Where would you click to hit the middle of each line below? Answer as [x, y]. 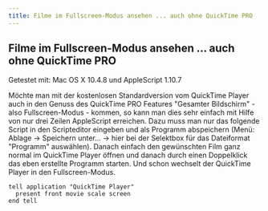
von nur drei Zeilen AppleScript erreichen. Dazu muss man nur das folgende [134, 121]
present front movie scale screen [73, 194]
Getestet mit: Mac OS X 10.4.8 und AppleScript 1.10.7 [95, 80]
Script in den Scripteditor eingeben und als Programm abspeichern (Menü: [132, 130]
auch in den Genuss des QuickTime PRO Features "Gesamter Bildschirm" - [132, 104]
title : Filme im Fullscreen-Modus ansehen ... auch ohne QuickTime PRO [130, 16]
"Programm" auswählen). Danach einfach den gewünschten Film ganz [124, 147]
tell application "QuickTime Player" [71, 187]
